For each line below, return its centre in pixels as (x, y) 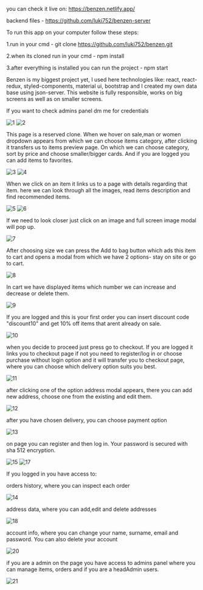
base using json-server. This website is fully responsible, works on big (95, 93)
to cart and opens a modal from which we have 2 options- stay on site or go (101, 257)
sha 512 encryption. (31, 450)
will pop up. (21, 227)
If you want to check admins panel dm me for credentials (77, 111)
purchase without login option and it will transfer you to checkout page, (95, 360)
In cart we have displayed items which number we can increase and (91, 287)
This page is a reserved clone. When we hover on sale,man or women (94, 134)
